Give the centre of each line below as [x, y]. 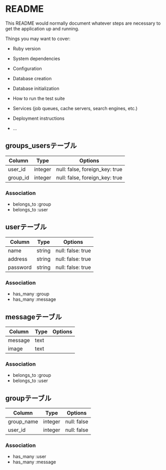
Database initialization [36, 88]
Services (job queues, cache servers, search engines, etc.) [75, 108]
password [20, 267]
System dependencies [36, 58]
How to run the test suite [39, 98]
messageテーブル [34, 317]
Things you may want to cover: [38, 39]
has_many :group [31, 294]
